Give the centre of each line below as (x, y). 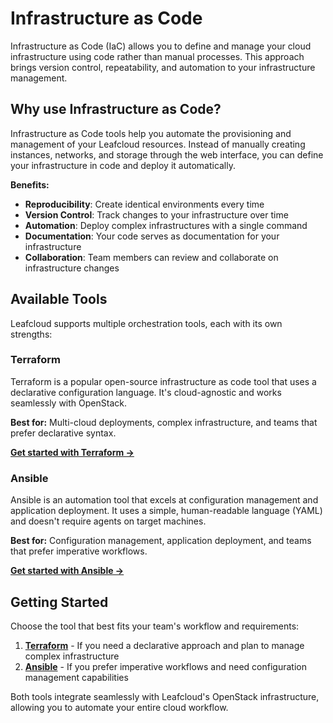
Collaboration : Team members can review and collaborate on (151, 257)
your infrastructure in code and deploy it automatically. (123, 165)
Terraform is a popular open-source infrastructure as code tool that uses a (163, 381)
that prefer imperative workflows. (79, 551)
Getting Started (59, 602)
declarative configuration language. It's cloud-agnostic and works (146, 392)
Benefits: (30, 184)
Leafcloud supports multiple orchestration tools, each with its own (146, 323)
